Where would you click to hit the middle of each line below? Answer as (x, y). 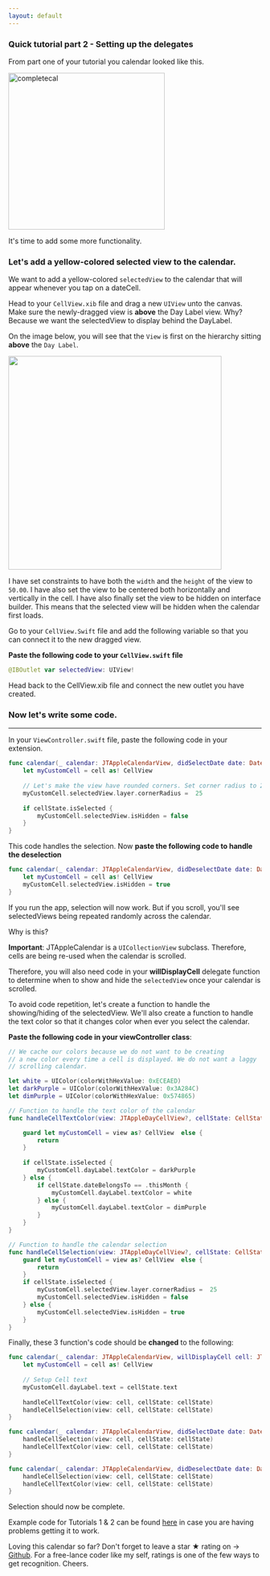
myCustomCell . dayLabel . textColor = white (122, 1193)
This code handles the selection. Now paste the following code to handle (131, 846)
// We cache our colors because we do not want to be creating (117, 1052)
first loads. (26, 615)
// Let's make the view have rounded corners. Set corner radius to (140, 786)
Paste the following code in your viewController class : (100, 1037)
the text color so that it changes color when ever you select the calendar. (129, 1021)
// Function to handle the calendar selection (88, 1245)
